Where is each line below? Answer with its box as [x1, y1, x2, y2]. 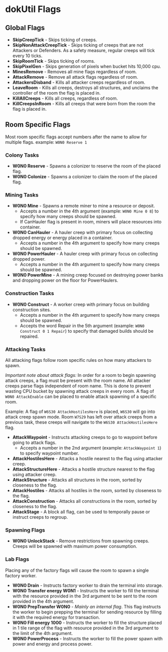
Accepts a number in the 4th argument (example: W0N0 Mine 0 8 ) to [20, 208, 159, 214]
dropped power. [12, 256, 46, 262]
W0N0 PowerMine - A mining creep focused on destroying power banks [12, 272, 163, 278]
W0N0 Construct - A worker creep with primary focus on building [12, 301, 149, 307]
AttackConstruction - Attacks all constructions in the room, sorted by [12, 498, 157, 504]
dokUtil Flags [5, 4, 61, 15]
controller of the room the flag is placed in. [12, 90, 101, 96]
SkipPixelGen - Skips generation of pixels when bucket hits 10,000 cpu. [12, 64, 161, 69]
